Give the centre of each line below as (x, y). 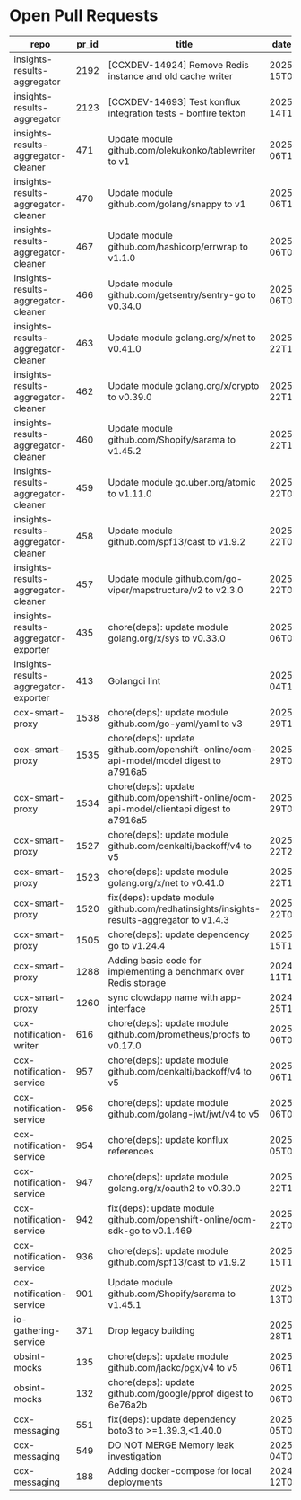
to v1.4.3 (211, 919)
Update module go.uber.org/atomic (182, 482)
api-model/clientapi (150, 809)
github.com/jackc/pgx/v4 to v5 (173, 1367)
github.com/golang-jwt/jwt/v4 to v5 (184, 1114)
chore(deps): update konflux (168, 1139)
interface (127, 1008)
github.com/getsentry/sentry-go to (182, 294)
